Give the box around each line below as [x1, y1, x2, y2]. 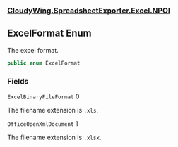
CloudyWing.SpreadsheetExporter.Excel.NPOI [7, 6, 171, 15]
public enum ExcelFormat [7, 59, 81, 67]
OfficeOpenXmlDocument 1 [7, 119, 78, 128]
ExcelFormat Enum [7, 27, 92, 39]
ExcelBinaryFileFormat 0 [7, 92, 80, 101]
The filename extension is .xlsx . [7, 133, 102, 141]
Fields [7, 76, 29, 86]
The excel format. [7, 46, 59, 54]
